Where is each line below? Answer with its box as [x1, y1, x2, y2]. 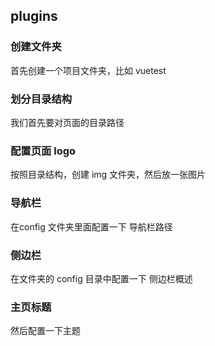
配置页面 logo [10, 144, 77, 158]
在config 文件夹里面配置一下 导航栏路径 [10, 220, 173, 233]
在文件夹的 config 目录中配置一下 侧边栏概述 [10, 272, 193, 284]
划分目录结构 [10, 92, 73, 106]
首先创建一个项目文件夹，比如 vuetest [10, 64, 167, 76]
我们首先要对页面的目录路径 [10, 116, 125, 128]
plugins [10, 8, 58, 25]
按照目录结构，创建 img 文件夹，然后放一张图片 [10, 169, 207, 181]
